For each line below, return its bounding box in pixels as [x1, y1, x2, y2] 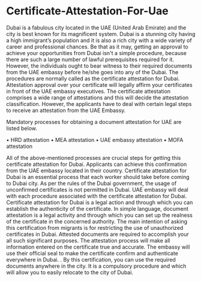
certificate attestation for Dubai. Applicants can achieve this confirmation [6, 160, 187, 168]
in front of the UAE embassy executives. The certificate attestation [6, 87, 171, 95]
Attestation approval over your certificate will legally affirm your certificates [6, 81, 193, 88]
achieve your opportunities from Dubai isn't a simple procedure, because [6, 49, 187, 56]
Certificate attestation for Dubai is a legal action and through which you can [6, 199, 193, 206]
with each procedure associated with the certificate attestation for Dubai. [6, 192, 187, 199]
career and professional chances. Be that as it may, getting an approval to [6, 43, 188, 50]
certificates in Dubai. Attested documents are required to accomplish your [6, 231, 189, 238]
